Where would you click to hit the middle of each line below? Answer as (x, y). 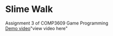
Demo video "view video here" (36, 28)
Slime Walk (29, 9)
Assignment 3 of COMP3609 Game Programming (57, 23)
